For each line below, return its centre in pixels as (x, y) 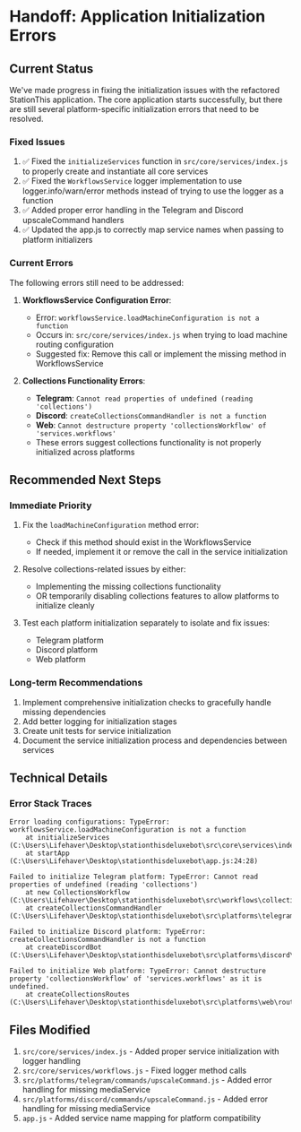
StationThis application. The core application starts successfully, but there (146, 99)
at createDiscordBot (64, 947)
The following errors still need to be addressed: (97, 282)
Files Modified (50, 1029)
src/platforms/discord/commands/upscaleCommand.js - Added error (145, 1099)
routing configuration (74, 344)
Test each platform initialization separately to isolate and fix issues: (146, 623)
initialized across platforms (85, 452)
